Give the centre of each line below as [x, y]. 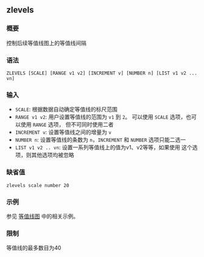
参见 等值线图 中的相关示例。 [43, 216]
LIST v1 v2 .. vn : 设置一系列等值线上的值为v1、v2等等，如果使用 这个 [104, 147]
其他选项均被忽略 [53, 155]
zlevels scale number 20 [38, 185]
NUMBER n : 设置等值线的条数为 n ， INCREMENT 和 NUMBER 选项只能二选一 [100, 140]
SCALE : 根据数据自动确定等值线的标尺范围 [66, 110]
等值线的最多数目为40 [34, 248]
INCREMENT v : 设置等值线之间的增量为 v [63, 132]
